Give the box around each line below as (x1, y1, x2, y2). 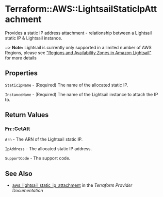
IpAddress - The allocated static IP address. (5, 146, 92, 152)
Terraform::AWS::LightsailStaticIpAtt (5, 3, 157, 15)
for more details (5, 55, 37, 60)
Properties (5, 69, 38, 78)
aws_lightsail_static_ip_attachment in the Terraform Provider (12, 182, 132, 188)
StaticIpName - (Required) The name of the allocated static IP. (5, 82, 129, 88)
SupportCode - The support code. (5, 155, 70, 161)
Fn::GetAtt (5, 125, 30, 132)
